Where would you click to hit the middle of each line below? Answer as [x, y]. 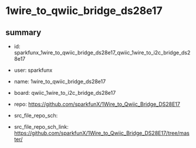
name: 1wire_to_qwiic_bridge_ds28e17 [60, 81]
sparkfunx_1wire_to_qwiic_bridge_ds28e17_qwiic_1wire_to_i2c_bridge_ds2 [102, 53]
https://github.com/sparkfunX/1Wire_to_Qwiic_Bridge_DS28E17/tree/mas [102, 133]
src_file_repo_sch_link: [41, 127]
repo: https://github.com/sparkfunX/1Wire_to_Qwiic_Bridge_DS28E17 [97, 104]
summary [23, 32]
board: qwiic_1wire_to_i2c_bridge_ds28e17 [65, 93]
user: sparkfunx [33, 70]
